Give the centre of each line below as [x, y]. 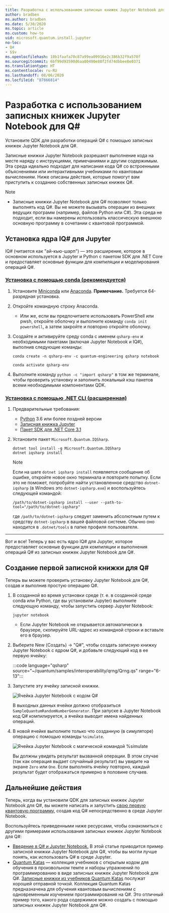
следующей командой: [37, 493]
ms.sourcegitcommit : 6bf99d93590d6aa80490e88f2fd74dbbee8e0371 [73, 61]
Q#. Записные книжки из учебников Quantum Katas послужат [79, 878]
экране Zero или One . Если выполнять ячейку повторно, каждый [81, 767]
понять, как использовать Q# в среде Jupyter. [62, 857]
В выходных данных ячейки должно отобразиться [66, 705]
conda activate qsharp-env [41, 365]
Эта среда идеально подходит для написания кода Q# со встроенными [82, 166]
